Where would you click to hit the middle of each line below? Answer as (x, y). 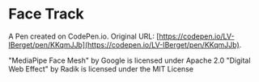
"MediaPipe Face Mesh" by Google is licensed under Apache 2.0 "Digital (129, 60)
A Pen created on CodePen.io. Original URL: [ (84, 36)
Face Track (47, 14)
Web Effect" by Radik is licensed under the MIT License (101, 68)
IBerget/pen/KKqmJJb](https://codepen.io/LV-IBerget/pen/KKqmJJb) (124, 44)
